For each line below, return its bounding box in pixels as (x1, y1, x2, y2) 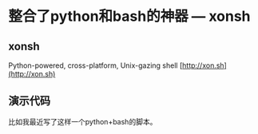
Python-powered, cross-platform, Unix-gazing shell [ (8, 61, 183, 70)
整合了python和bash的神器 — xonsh (8, 7, 251, 26)
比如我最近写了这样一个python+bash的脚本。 (8, 116, 157, 126)
